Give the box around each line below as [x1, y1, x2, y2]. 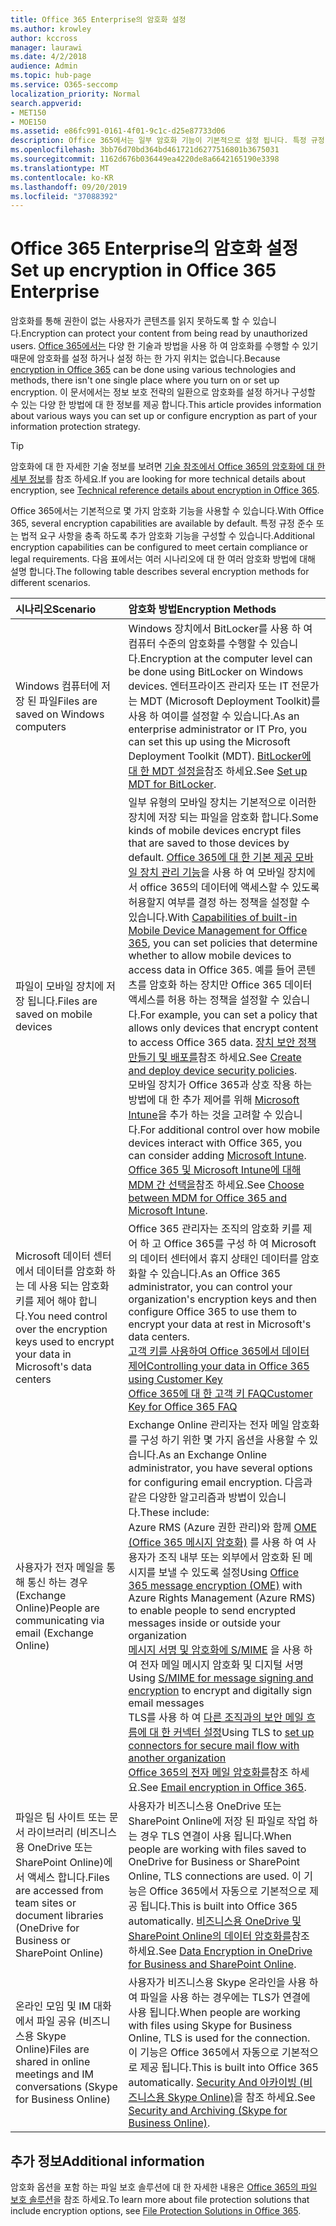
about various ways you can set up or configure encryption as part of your [10, 410, 318, 422]
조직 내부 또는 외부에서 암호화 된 [158, 1551, 302, 1565]
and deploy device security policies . [128, 1064, 298, 1078]
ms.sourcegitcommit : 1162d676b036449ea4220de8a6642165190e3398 [10, 154, 280, 164]
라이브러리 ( [27, 1826, 81, 1840]
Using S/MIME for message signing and [128, 1671, 314, 1685]
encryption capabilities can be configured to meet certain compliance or [10, 541, 308, 553]
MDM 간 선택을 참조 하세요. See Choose [128, 1178, 305, 1192]
